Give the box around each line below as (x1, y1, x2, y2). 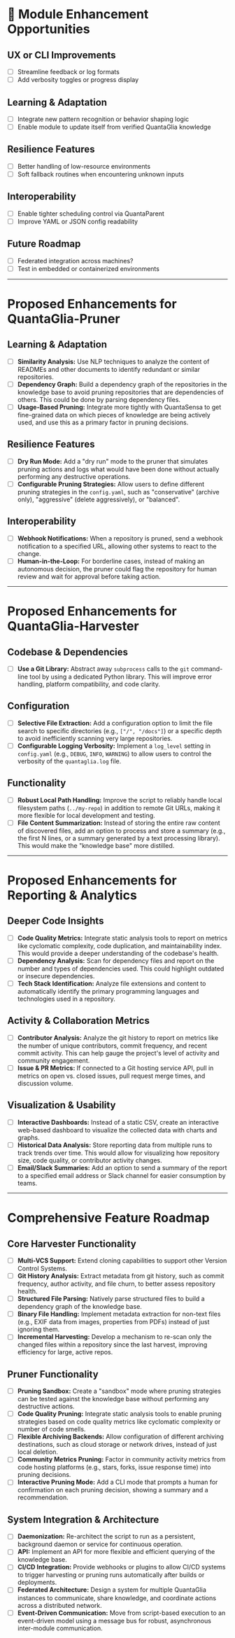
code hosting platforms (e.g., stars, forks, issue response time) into (17, 1463, 211, 1471)
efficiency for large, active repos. (17, 1348, 113, 1356)
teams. (17, 1179, 38, 1187)
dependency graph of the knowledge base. (17, 1303, 142, 1311)
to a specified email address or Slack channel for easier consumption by (17, 1172, 226, 1179)
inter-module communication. (17, 1624, 103, 1632)
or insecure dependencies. (17, 972, 95, 980)
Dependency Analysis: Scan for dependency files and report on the (17, 956, 215, 965)
